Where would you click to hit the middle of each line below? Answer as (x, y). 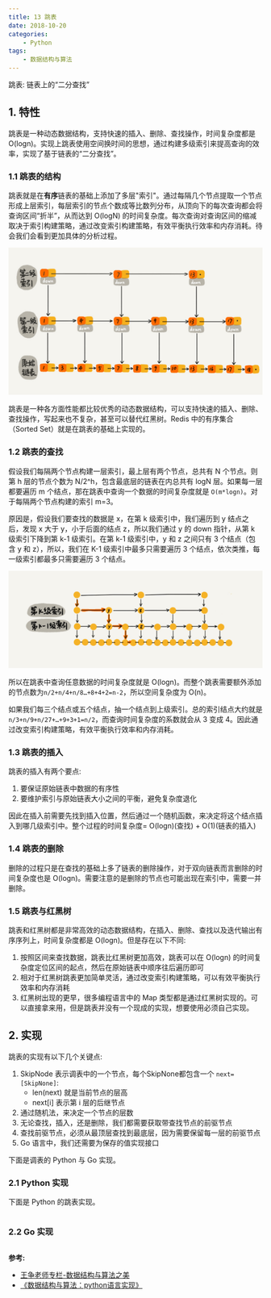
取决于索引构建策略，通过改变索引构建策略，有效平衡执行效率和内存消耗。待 (135, 226)
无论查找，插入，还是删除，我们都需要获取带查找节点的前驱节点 (126, 1122)
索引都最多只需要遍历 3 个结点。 (76, 559)
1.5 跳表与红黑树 (40, 911)
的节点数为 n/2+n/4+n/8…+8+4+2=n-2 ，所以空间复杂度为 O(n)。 (110, 692)
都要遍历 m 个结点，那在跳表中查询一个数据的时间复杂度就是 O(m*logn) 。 (130, 491)
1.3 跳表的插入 (36, 753)
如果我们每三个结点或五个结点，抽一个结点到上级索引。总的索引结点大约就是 (135, 709)
